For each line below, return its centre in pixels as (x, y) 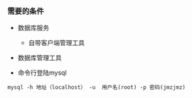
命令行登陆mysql (42, 73)
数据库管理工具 (39, 58)
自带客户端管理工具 (57, 43)
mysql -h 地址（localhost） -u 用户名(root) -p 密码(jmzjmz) (97, 87)
